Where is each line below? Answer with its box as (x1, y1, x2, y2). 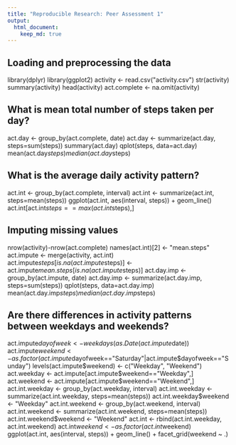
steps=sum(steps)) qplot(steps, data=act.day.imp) (7, 281, 155, 289)
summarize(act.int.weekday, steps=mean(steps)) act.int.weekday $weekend (7, 392, 230, 401)
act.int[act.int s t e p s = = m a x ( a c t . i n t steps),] (7, 204, 135, 212)
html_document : (14, 23, 59, 31)
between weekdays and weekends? (7, 320, 169, 332)
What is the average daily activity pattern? (7, 169, 200, 182)
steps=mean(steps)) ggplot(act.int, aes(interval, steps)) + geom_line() (7, 196, 212, 204)
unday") (7, 362, 31, 370)
